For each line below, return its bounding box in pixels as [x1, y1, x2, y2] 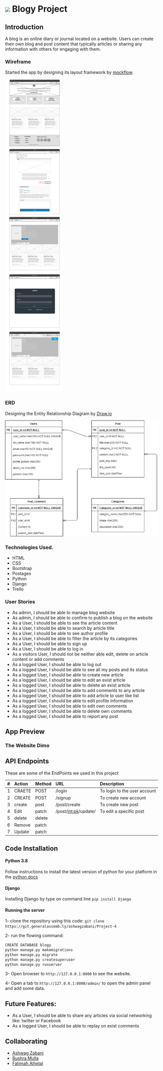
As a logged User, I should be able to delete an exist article [12, 682, 131, 688]
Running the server [5, 907, 45, 913]
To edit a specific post [100, 808, 144, 814]
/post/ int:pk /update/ [55, 808, 96, 814]
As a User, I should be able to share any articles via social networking [12, 1012, 152, 1019]
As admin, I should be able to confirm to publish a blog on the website [12, 614, 153, 621]
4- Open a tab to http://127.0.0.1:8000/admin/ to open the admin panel [5, 980, 151, 986]
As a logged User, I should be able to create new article [12, 672, 124, 677]
